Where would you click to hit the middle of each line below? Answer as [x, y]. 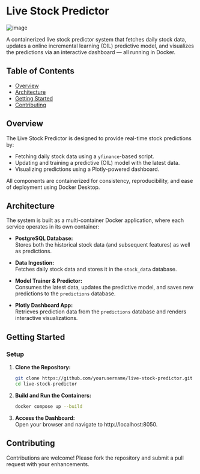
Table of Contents [41, 71]
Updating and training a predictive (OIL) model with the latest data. [97, 162]
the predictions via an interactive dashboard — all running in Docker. [91, 52]
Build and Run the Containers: [53, 395]
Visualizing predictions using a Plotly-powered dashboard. [87, 169]
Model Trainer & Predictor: [49, 281]
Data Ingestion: [35, 263]
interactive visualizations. [46, 318]
